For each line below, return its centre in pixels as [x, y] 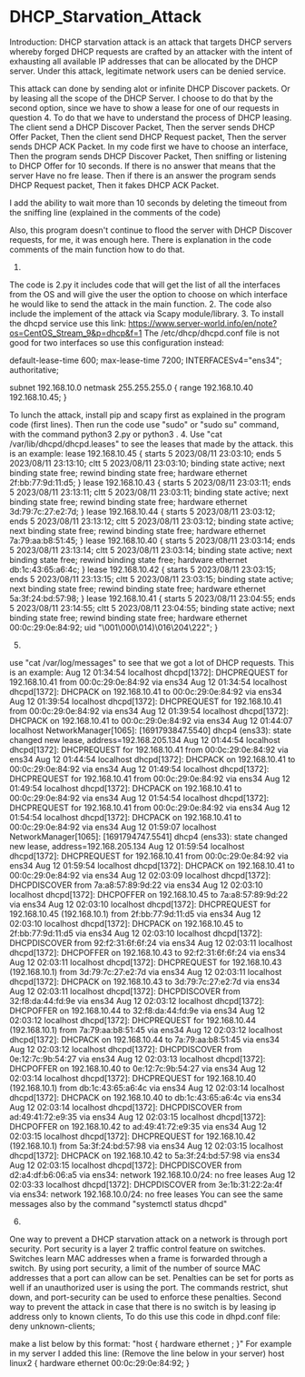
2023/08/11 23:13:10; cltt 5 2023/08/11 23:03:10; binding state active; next [148, 463]
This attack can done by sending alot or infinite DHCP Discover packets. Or [150, 88]
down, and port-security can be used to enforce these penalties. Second [146, 1297]
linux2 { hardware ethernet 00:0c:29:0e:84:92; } [100, 1362]
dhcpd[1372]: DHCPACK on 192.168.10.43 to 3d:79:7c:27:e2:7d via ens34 [145, 981]
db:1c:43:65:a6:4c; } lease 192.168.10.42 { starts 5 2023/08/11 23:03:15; [143, 569]
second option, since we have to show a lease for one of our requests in [144, 107]
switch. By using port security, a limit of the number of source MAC [135, 1268]
